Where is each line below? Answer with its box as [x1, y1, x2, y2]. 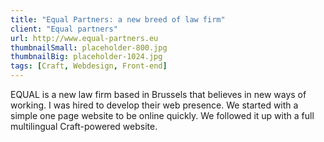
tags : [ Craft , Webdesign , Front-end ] [10, 61, 168, 71]
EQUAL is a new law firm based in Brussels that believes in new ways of [10, 89, 307, 100]
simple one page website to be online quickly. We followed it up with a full [10, 110, 315, 121]
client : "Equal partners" [10, 24, 118, 34]
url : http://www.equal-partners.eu [10, 33, 159, 43]
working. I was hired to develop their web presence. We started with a [10, 99, 299, 111]
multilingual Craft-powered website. [10, 121, 158, 132]
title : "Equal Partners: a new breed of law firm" [10, 14, 226, 25]
